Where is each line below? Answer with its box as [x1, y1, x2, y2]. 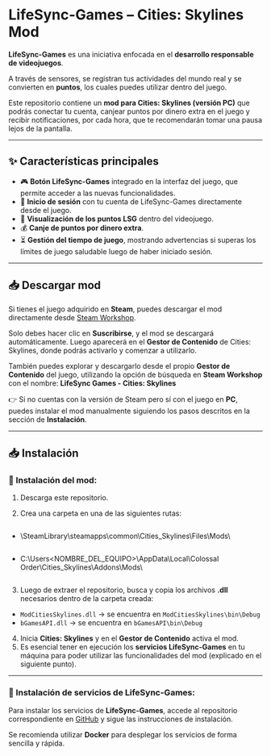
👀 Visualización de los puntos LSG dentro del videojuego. [19, 214, 215, 223]
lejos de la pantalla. [8, 123, 73, 133]
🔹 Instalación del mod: [8, 474, 98, 486]
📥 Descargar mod [8, 278, 101, 292]
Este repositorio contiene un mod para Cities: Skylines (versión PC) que [8, 98, 250, 107]
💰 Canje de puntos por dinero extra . [19, 223, 144, 232]
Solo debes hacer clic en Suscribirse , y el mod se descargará [8, 328, 215, 338]
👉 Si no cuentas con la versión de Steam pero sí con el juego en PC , [8, 394, 238, 404]
